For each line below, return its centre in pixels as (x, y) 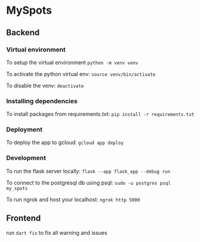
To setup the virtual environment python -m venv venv (72, 62)
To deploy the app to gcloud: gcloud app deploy (65, 143)
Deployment (24, 130)
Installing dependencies (42, 101)
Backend (23, 33)
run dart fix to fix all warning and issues (57, 232)
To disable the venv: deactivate (45, 85)
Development (26, 158)
